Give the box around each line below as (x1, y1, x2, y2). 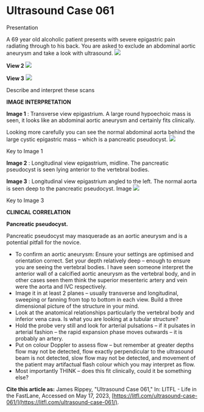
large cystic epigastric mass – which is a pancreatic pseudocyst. (6, 136, 168, 143)
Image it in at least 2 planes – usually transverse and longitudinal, (15, 289, 179, 297)
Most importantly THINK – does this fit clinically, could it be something (15, 367, 192, 374)
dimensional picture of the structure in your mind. (15, 302, 139, 309)
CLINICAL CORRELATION (6, 208, 71, 215)
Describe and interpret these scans (6, 86, 95, 93)
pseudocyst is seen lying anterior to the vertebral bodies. (6, 165, 150, 173)
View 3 (6, 74, 24, 82)
